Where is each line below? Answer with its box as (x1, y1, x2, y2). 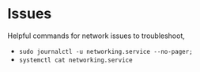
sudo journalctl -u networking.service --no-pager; (18, 47, 193, 55)
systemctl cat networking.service (18, 56, 133, 64)
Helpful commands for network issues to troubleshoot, (7, 31, 185, 40)
